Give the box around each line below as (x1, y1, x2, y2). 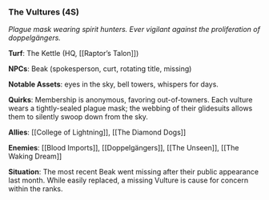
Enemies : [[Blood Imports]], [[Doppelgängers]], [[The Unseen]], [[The (8, 143, 239, 153)
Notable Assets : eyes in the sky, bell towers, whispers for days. (8, 79, 219, 90)
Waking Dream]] (8, 151, 62, 162)
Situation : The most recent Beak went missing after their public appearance (8, 167, 259, 177)
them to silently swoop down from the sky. (8, 112, 148, 122)
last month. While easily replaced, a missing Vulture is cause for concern (8, 175, 249, 186)
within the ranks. (8, 184, 63, 194)
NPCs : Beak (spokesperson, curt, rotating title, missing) (8, 64, 192, 74)
